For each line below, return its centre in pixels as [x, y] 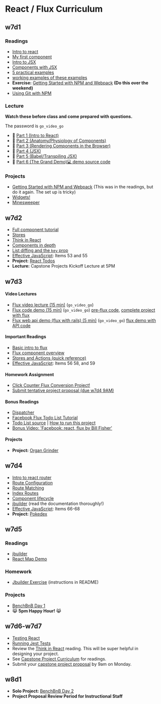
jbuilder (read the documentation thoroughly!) [58, 503]
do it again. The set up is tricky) [44, 192]
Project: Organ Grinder [35, 450]
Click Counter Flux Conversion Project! [51, 386]
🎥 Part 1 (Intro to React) [35, 136]
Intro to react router [32, 477]
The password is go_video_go [34, 126]
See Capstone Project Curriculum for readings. [59, 659]
